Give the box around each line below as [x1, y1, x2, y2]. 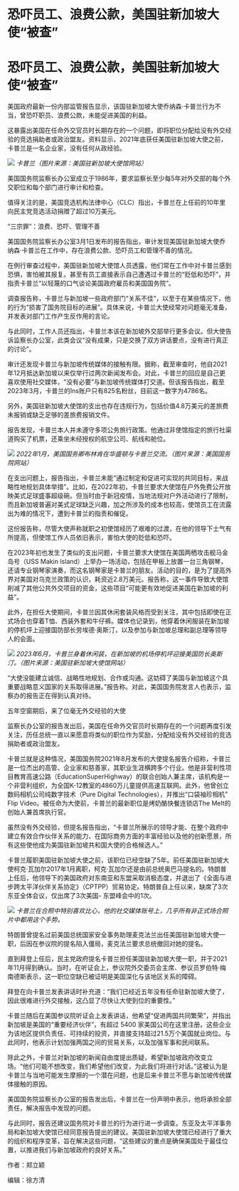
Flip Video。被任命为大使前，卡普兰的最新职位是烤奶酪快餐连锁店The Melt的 [7, 799, 231, 808]
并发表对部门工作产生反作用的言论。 [7, 312, 114, 321]
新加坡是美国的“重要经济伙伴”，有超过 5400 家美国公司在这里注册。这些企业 [7, 1020, 232, 1029]
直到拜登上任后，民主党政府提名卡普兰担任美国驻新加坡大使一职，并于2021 [7, 954, 228, 963]
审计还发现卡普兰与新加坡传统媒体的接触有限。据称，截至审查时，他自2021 [7, 360, 228, 368]
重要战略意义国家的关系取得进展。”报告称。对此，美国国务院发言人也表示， [7, 683, 225, 691]
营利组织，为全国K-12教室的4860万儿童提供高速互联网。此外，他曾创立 [19, 781, 229, 790]
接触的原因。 [13, 1080, 51, 1089]
